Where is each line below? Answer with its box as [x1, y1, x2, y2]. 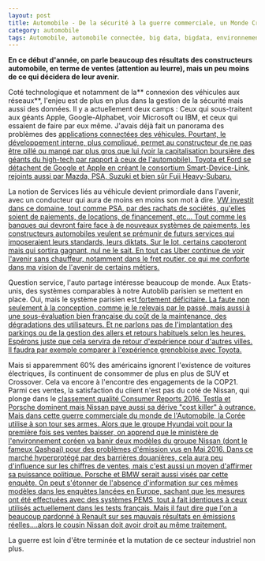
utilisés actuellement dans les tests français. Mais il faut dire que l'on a [8, 503, 238, 513]
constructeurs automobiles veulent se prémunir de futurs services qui [8, 229, 235, 238]
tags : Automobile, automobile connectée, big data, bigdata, [8, 33, 214, 42]
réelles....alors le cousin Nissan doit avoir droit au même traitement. [8, 520, 227, 530]
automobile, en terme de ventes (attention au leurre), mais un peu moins [8, 64, 250, 74]
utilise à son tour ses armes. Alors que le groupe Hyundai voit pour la [8, 419, 233, 429]
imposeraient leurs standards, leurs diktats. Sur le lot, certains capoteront [8, 237, 247, 247]
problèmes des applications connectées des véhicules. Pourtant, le [8, 130, 226, 139]
